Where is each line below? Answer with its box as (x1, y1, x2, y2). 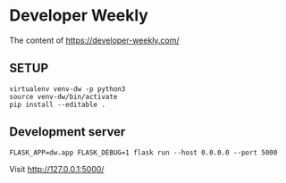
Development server (9, 124, 126, 139)
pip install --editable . (9, 100, 105, 109)
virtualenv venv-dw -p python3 (9, 84, 126, 94)
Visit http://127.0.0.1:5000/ (9, 163, 105, 174)
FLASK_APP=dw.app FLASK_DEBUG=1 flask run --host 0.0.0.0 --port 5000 (9, 148, 278, 157)
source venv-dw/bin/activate (9, 92, 118, 101)
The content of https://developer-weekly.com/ (9, 35, 181, 46)
